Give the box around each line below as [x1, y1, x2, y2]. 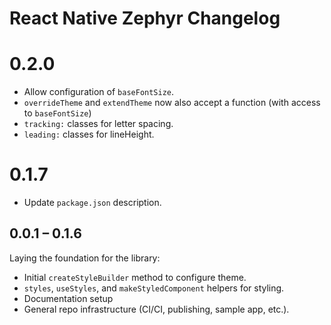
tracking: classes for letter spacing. [23, 118, 174, 130]
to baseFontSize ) [23, 107, 92, 119]
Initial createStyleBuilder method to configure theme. [23, 271, 247, 283]
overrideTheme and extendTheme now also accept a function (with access [23, 97, 321, 109]
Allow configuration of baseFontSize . [23, 86, 175, 98]
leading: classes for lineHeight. [23, 128, 155, 141]
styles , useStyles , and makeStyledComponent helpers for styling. [23, 282, 285, 294]
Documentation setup [23, 292, 114, 304]
